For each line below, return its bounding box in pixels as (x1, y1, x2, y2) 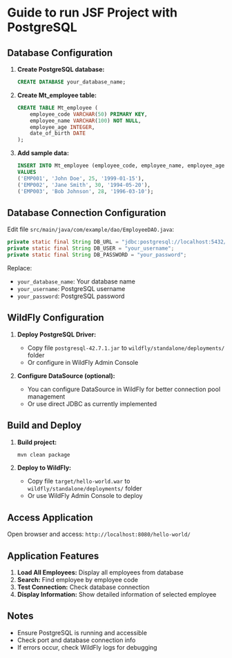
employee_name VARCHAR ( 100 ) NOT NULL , (30, 117, 142, 124)
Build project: (17, 438, 57, 446)
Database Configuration (7, 47, 113, 59)
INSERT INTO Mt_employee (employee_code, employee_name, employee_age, (17, 162, 228, 170)
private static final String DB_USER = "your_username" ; (7, 245, 175, 252)
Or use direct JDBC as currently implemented (27, 399, 157, 408)
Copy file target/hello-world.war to (27, 477, 130, 486)
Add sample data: (17, 149, 69, 157)
